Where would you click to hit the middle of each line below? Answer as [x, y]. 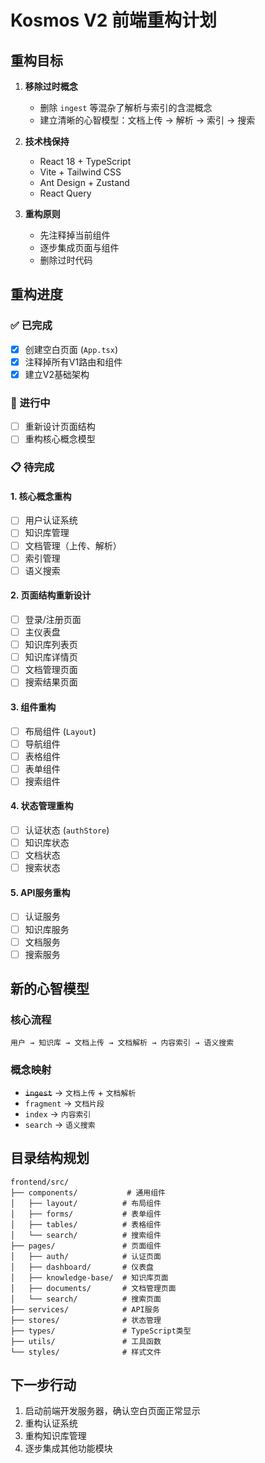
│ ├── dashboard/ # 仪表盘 [82, 1267]
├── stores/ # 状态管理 [86, 1320]
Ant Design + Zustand [84, 182]
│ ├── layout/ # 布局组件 [86, 1203]
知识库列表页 [51, 645]
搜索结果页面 [51, 682]
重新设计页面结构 [60, 427]
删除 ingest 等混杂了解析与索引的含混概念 [126, 107]
